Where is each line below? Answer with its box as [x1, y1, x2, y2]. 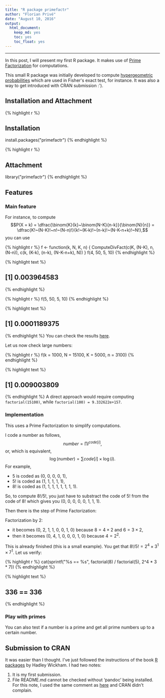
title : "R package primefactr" [5, 7, 69, 12]
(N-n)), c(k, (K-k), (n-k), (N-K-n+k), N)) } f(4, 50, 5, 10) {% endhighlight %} [5, 249, 155, 255]
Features [5, 188, 33, 197]
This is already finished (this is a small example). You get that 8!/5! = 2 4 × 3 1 [5, 542, 159, 549]
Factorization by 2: [5, 517, 43, 523]
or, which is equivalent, [5, 448, 52, 454]
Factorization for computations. [5, 62, 69, 68]
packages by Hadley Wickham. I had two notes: [5, 662, 102, 668]
